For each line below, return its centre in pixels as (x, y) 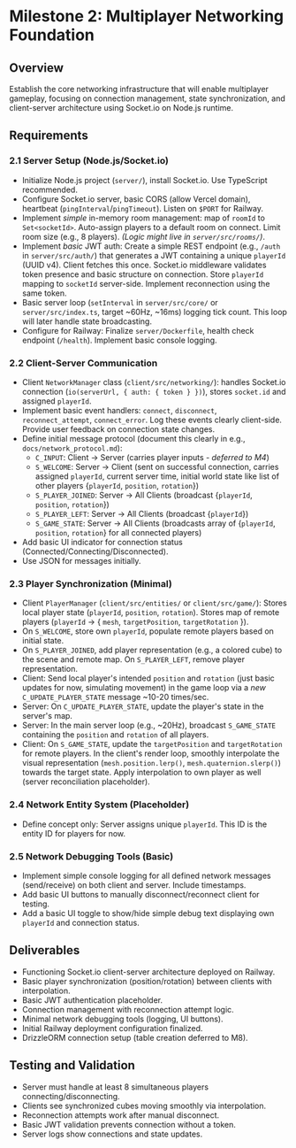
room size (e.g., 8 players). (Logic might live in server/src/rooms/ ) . (143, 236)
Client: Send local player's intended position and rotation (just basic (148, 678)
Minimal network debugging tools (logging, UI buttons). (122, 1019)
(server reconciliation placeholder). (86, 782)
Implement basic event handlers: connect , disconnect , (119, 410)
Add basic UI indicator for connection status (102, 542)
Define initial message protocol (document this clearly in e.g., (133, 438)
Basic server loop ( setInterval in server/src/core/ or (120, 302)
